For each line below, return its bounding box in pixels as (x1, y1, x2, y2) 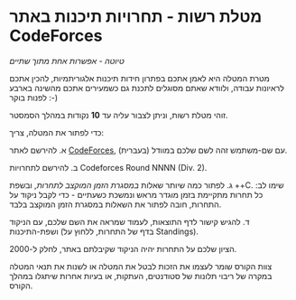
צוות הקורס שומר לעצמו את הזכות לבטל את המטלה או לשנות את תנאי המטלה (9, 260, 273, 272)
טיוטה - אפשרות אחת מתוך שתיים (9, 55, 125, 66)
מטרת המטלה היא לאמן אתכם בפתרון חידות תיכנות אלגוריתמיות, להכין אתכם (9, 72, 271, 83)
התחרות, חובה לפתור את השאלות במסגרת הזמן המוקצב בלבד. (9, 199, 222, 210)
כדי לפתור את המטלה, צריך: (9, 127, 105, 137)
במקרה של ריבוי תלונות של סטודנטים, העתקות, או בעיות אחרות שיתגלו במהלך (9, 270, 273, 281)
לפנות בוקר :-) (9, 92, 59, 103)
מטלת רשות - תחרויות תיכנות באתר (9, 6, 263, 27)
